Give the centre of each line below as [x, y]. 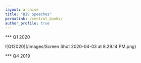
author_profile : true [27, 23]
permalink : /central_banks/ [34, 19]
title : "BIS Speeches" [28, 14]
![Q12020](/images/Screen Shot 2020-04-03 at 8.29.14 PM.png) [71, 46]
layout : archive [22, 10]
